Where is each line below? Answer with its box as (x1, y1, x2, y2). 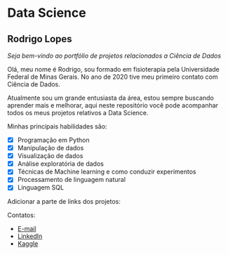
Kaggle (17, 240, 39, 248)
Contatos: (7, 211, 36, 219)
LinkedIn (17, 232, 43, 240)
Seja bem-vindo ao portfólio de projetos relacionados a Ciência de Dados (7, 51, 222, 60)
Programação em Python (17, 136, 90, 144)
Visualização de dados (17, 152, 83, 160)
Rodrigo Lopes (7, 33, 72, 45)
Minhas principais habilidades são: (7, 122, 107, 131)
